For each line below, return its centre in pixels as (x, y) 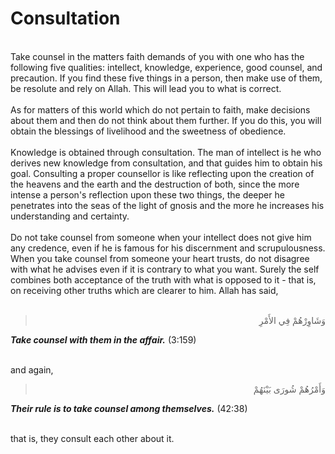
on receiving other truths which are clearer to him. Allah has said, (144, 290)
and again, (32, 369)
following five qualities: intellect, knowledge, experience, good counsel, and (166, 67)
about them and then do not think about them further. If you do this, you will (166, 120)
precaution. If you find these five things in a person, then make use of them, (166, 78)
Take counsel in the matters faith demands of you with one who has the (157, 56)
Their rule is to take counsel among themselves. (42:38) (129, 408)
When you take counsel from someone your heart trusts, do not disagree (160, 258)
